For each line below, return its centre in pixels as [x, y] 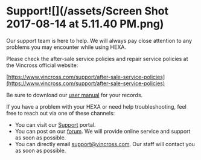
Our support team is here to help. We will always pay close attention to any [99, 40]
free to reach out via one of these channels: [61, 113]
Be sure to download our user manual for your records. [75, 95]
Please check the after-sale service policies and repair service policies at [97, 59]
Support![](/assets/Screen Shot [88, 11]
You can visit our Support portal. [55, 124]
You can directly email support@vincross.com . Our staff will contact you [105, 144]
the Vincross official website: [42, 65]
